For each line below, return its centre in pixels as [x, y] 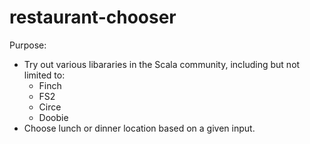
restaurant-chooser [93, 17]
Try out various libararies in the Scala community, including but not [162, 64]
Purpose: [28, 45]
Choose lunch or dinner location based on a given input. [139, 128]
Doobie [53, 117]
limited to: [44, 75]
